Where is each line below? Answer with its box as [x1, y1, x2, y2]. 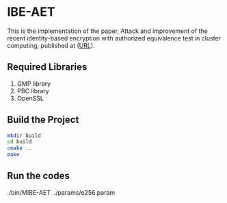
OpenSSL [16, 94, 44, 102]
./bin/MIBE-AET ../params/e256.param [7, 188, 116, 196]
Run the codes [7, 170, 70, 182]
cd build [7, 139, 32, 145]
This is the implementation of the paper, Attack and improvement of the [7, 27, 209, 35]
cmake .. [7, 145, 32, 152]
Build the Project [7, 114, 79, 126]
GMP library [16, 80, 51, 88]
